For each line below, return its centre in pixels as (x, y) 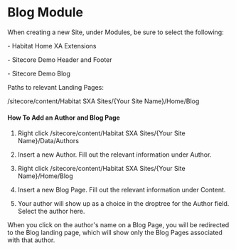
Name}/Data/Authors (48, 141)
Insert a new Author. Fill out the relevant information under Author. (114, 155)
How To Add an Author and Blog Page (64, 118)
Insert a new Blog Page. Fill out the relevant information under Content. (122, 190)
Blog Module (45, 12)
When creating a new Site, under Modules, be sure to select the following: (116, 32)
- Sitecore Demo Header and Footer (60, 59)
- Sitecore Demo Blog (39, 73)
